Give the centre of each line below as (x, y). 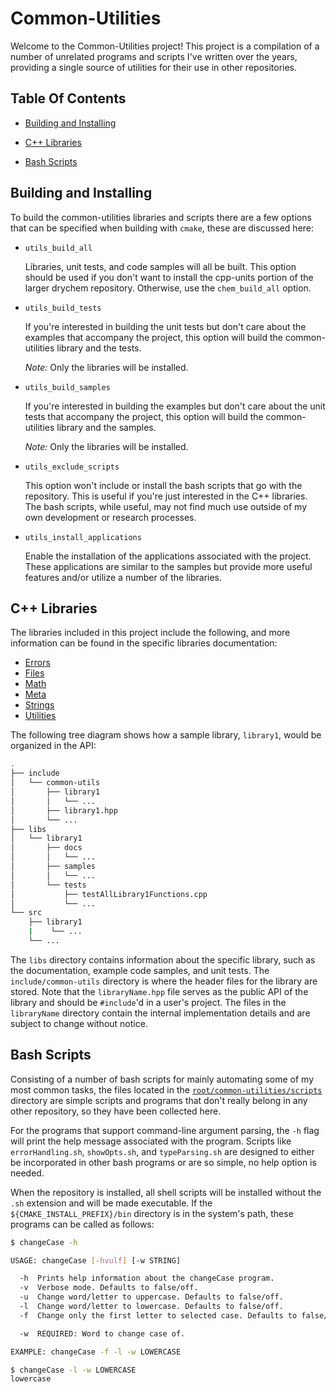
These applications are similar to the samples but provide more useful (168, 566)
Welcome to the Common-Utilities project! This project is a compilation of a (165, 46)
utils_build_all (58, 248)
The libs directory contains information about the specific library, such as (163, 959)
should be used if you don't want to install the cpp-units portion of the (169, 277)
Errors (37, 663)
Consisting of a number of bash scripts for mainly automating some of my (162, 1079)
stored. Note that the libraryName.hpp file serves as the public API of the (159, 991)
